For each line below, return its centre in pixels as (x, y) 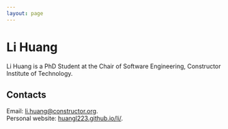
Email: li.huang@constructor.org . (52, 111)
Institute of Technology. (40, 73)
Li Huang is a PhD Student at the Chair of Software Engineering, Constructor (114, 66)
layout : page (25, 13)
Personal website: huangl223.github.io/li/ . (65, 118)
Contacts (27, 95)
